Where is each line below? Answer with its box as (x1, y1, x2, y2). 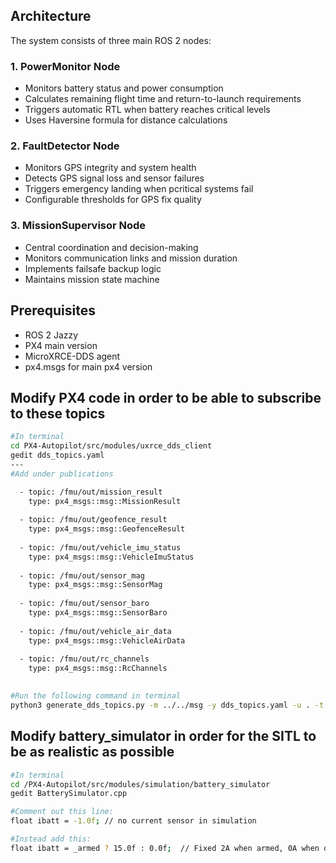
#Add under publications (10, 469, 114, 479)
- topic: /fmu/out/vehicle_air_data (19, 626, 172, 636)
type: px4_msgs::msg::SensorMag (28, 580, 163, 590)
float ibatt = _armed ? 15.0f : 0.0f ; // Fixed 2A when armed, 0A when (10, 843, 320, 853)
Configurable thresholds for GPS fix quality (24, 194, 202, 206)
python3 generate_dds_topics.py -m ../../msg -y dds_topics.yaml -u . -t (10, 700, 325, 710)
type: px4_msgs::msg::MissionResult (28, 496, 182, 506)
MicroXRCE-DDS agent (24, 350, 121, 362)
